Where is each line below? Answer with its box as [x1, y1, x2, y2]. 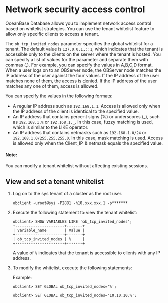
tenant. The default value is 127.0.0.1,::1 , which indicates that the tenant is [5, 46, 163, 52]
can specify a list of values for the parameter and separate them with [5, 56, 148, 62]
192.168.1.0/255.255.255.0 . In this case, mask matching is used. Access [12, 135, 163, 141]
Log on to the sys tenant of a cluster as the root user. [12, 190, 123, 196]
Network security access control [5, 4, 145, 15]
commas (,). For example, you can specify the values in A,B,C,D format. [5, 62, 153, 68]
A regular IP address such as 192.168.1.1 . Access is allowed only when [12, 103, 161, 109]
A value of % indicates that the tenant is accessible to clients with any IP [12, 250, 161, 256]
